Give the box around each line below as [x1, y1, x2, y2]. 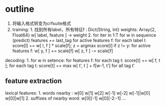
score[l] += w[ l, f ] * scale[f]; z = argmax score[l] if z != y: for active [12, 42, 151, 48]
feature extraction [5, 77, 62, 85]
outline [5, 3, 34, 15]
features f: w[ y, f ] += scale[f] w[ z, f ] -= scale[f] [12, 48, 113, 54]
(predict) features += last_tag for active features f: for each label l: [12, 37, 147, 43]
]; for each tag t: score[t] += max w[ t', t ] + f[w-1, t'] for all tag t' [5, 63, 135, 69]
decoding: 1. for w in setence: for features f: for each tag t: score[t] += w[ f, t [5, 57, 161, 63]
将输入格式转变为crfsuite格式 [12, 20, 71, 26]
